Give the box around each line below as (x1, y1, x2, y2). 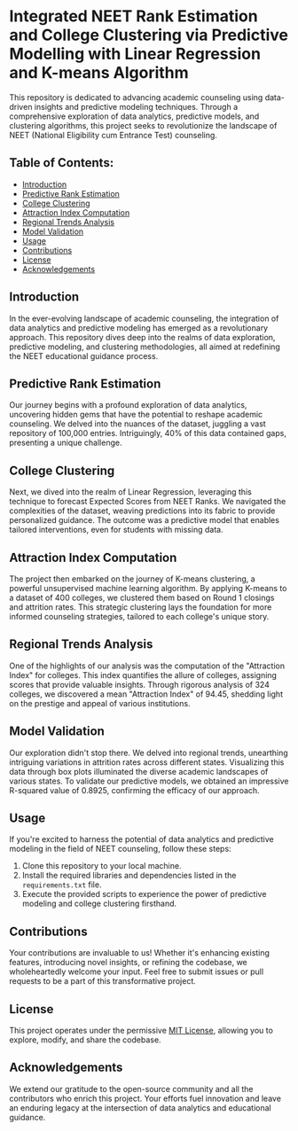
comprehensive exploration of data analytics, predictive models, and (9, 111, 260, 121)
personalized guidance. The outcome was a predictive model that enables (9, 515, 279, 526)
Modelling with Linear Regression (9, 44, 262, 64)
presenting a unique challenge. (9, 437, 122, 448)
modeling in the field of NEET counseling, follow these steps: (9, 844, 232, 854)
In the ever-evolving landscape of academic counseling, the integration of (9, 313, 279, 324)
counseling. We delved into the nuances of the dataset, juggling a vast (9, 418, 266, 429)
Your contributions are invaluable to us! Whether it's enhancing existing (9, 948, 271, 958)
